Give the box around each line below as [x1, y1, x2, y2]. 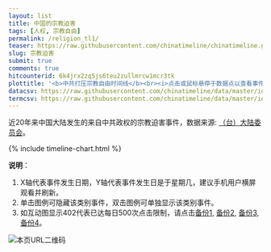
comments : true [8, 65, 60, 73]
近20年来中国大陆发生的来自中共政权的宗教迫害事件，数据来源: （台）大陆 [8, 118, 255, 128]
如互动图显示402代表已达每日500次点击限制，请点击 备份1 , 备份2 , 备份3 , [19, 208, 260, 218]
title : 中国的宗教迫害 [8, 19, 77, 27]
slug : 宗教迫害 [8, 49, 55, 57]
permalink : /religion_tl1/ [8, 34, 99, 43]
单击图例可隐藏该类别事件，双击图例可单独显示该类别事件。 [19, 198, 219, 208]
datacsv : [8, 86, 38, 95]
